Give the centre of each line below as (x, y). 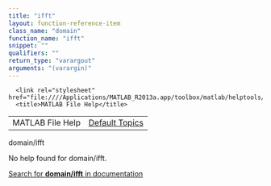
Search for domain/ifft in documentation (76, 173)
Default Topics (116, 122)
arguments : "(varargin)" (50, 68)
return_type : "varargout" (52, 61)
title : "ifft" (32, 16)
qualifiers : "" (34, 53)
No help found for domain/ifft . (58, 158)
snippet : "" (28, 46)
